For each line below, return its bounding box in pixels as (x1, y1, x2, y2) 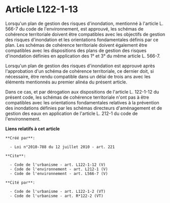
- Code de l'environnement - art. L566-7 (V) (10, 171, 108, 176)
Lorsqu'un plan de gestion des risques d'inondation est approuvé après (5, 63, 155, 69)
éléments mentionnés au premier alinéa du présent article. (5, 79, 127, 85)
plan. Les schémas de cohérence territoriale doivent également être (5, 42, 148, 48)
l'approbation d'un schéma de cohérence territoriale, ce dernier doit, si (5, 68, 154, 74)
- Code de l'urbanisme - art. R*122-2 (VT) (10, 193, 103, 198)
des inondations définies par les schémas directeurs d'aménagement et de (5, 105, 162, 111)
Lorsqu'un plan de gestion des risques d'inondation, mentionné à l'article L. (5, 20, 164, 26)
